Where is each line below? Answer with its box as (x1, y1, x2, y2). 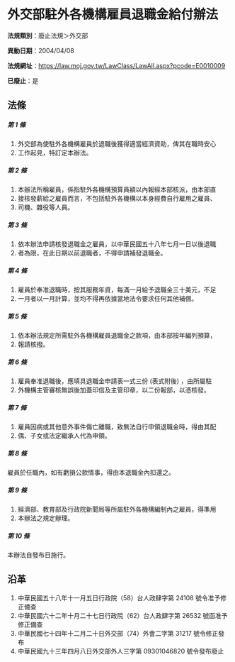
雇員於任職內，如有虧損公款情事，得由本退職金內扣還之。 (7, 468, 175, 477)
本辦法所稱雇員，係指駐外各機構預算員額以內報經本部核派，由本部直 (17, 185, 217, 194)
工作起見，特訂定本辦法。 (17, 148, 93, 157)
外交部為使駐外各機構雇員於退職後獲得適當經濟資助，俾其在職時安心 (17, 140, 217, 148)
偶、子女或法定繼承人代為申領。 (17, 431, 111, 440)
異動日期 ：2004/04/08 (7, 46, 74, 55)
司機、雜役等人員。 (17, 203, 74, 211)
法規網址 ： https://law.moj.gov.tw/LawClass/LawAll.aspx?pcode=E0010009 (7, 61, 226, 70)
